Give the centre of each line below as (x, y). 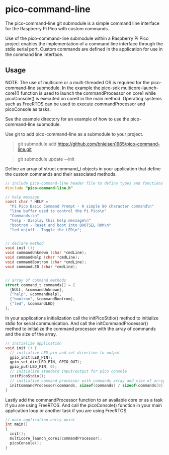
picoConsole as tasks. (28, 109)
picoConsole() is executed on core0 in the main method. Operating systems (83, 98)
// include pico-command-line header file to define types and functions (84, 183)
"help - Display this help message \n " (51, 220)
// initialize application (33, 343)
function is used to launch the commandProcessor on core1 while (88, 93)
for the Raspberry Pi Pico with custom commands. (57, 28)
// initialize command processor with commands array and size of (81, 381)
